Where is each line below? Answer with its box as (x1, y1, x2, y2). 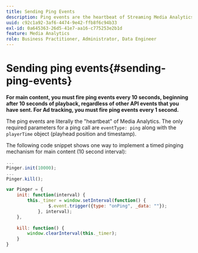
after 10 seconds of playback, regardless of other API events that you (6, 100, 179, 107)
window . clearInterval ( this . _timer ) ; (27, 231, 117, 236)
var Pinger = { (6, 187, 44, 193)
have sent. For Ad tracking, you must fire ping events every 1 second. (6, 106, 179, 113)
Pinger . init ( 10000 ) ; (6, 165, 57, 171)
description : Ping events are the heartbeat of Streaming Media (6, 14, 167, 20)
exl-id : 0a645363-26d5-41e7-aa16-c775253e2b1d (6, 25, 123, 31)
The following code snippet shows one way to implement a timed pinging (6, 141, 184, 148)
